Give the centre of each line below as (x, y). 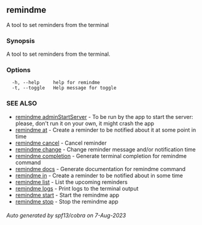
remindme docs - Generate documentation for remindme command (100, 169)
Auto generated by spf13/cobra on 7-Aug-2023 (66, 215)
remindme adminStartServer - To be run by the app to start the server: (104, 116)
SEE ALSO (22, 104)
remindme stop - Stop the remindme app (67, 201)
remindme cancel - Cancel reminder (61, 143)
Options (18, 70)
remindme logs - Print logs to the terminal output (77, 188)
